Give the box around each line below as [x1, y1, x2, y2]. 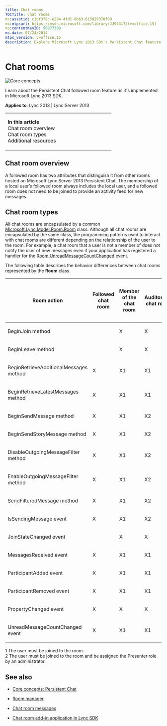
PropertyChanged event [7, 606, 64, 613]
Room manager [12, 696, 44, 702]
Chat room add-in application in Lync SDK [12, 715, 98, 721]
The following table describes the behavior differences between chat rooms [5, 263, 161, 269]
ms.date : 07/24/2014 [5, 30, 48, 35]
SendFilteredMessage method [7, 497, 79, 504]
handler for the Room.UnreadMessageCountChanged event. [5, 253, 128, 259]
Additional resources [7, 137, 56, 144]
